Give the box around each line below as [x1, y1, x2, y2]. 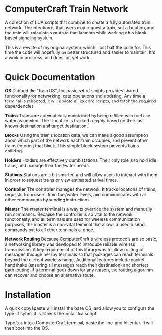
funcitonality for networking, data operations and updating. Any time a [5, 93, 146, 99]
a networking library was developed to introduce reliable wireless [5, 241, 136, 247]
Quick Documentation [5, 72, 96, 83]
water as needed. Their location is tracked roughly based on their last [5, 117, 144, 123]
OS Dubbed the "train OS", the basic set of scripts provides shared [5, 87, 138, 93]
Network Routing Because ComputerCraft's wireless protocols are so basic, [5, 236, 158, 242]
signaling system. [18, 35, 54, 41]
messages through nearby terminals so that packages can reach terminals [5, 251, 154, 257]
